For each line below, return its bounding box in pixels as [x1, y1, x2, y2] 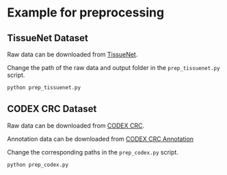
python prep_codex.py [7, 161, 69, 168]
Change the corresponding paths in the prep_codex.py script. [7, 148, 179, 156]
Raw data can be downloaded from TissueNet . [7, 50, 138, 58]
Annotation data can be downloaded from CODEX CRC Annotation [7, 135, 193, 143]
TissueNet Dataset [7, 32, 89, 44]
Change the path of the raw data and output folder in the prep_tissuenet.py [7, 64, 220, 71]
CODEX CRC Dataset [7, 103, 97, 115]
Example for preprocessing [7, 5, 165, 21]
